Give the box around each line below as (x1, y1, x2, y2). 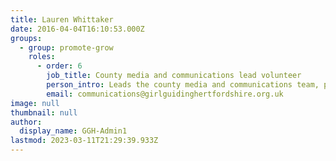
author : (10, 117, 43, 127)
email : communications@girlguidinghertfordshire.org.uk (46, 89, 284, 99)
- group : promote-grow (19, 42, 114, 53)
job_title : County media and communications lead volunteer (46, 71, 302, 81)
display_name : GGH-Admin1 (19, 126, 128, 136)
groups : (10, 33, 43, 43)
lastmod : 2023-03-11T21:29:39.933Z (10, 136, 159, 146)
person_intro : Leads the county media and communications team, (46, 80, 320, 90)
